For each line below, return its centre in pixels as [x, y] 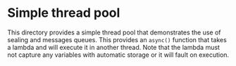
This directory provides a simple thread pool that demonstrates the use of [114, 32]
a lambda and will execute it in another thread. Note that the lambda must [114, 47]
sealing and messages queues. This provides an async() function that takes [117, 39]
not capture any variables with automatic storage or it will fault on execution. [118, 55]
